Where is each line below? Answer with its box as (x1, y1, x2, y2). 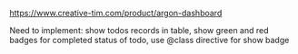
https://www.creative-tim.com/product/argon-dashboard (9, 8, 223, 18)
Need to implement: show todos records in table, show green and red (9, 25, 270, 35)
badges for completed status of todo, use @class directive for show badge (9, 35, 290, 45)
